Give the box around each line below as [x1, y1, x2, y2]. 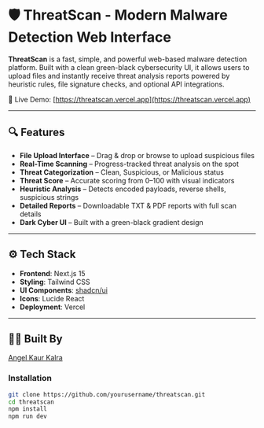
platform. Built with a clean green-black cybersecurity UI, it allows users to [8, 62, 250, 72]
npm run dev [8, 412, 47, 421]
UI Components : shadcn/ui [19, 285, 108, 295]
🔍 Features [8, 126, 65, 139]
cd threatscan [8, 398, 55, 406]
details [19, 209, 42, 219]
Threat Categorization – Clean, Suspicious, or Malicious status [19, 167, 224, 177]
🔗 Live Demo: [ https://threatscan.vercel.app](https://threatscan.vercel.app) [8, 94, 251, 104]
